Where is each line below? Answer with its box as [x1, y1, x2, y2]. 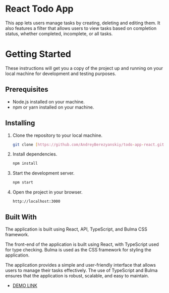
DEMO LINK [12, 282, 38, 288]
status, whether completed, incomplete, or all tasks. [5, 30, 113, 36]
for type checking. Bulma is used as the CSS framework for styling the [5, 246, 151, 252]
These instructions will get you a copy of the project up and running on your [5, 65, 163, 71]
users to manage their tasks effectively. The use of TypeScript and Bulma [5, 267, 158, 273]
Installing [5, 119, 35, 127]
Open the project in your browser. [12, 189, 83, 195]
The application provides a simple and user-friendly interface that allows [5, 262, 156, 268]
